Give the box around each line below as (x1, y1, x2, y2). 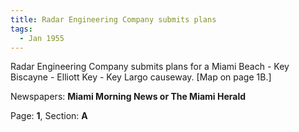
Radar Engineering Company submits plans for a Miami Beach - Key (10, 61, 290, 73)
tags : (10, 24, 33, 34)
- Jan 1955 (19, 33, 65, 43)
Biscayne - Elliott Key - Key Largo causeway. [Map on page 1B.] (10, 71, 272, 83)
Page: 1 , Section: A (10, 110, 88, 122)
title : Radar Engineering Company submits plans (10, 14, 217, 25)
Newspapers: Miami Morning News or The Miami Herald (10, 91, 247, 103)
